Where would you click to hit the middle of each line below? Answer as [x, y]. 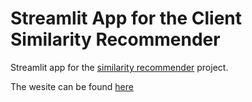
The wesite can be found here [72, 86]
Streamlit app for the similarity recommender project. [119, 67]
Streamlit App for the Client [126, 18]
